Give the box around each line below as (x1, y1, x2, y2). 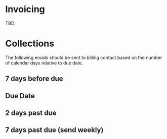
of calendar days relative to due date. (5, 59, 83, 66)
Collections (5, 38, 55, 49)
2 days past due (5, 109, 57, 117)
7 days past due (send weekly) (5, 126, 104, 134)
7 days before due (5, 75, 63, 83)
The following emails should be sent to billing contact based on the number (5, 54, 162, 60)
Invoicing (5, 4, 46, 15)
